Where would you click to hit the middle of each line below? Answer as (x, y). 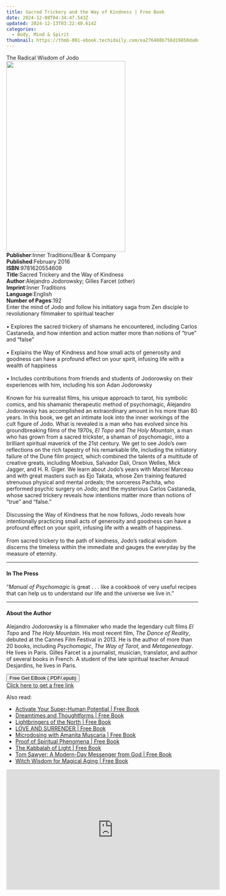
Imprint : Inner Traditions (36, 287)
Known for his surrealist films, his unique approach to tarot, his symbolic (97, 398)
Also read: (19, 697)
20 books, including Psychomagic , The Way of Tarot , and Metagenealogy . (100, 646)
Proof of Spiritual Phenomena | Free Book (67, 741)
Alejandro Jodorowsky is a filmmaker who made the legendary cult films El (100, 627)
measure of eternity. (32, 554)
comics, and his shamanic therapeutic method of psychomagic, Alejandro (99, 404)
